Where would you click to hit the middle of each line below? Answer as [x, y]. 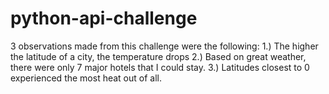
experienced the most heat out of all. [86, 78]
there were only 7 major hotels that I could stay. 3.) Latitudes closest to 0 [160, 67]
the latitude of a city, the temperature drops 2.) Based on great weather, [158, 56]
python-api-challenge [104, 18]
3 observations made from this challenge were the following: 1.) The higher [164, 46]
